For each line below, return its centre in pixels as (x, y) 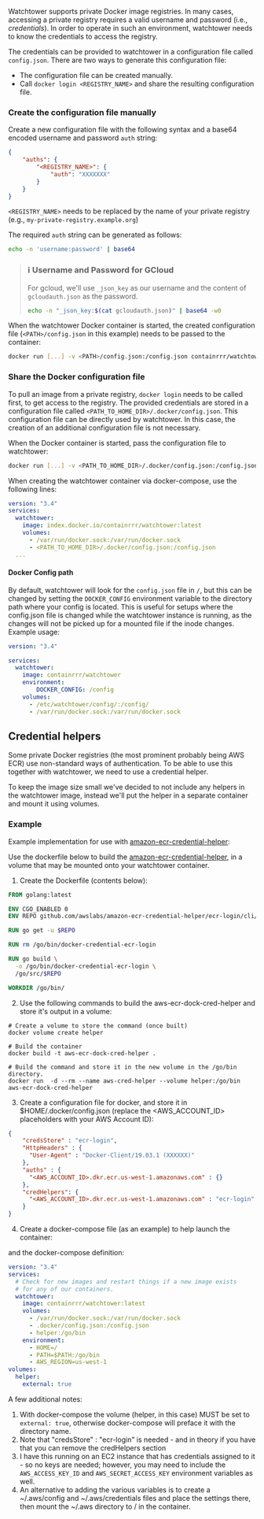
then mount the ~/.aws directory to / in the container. (105, 1506)
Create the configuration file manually (82, 112)
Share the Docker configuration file (77, 377)
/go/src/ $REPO (38, 973)
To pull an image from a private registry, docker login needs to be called (126, 394)
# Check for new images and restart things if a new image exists (126, 1282)
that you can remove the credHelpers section (93, 1447)
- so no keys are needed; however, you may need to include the (123, 1465)
